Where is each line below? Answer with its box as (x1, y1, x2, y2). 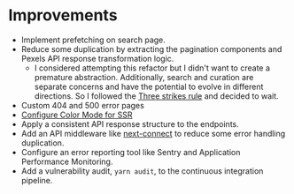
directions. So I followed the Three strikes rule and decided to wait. (34, 90, 280, 101)
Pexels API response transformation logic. (20, 53, 174, 63)
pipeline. (20, 175, 53, 185)
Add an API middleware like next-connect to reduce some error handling (20, 128, 286, 138)
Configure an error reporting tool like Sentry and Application (20, 146, 241, 157)
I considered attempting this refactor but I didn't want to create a (34, 63, 271, 73)
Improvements (8, 5, 118, 26)
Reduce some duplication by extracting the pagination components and (20, 43, 282, 54)
